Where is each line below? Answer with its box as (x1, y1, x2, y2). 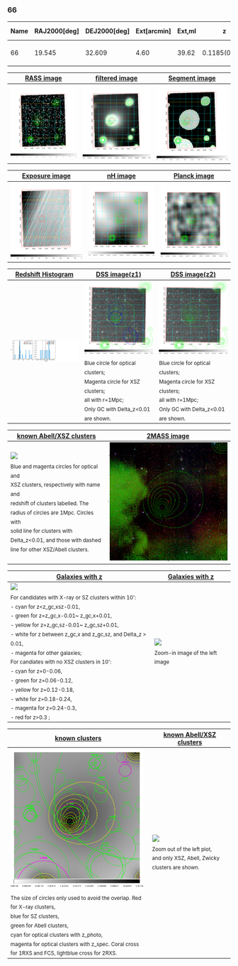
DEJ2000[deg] (84, 27, 130, 36)
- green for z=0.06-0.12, (10, 677, 73, 684)
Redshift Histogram (15, 270, 74, 278)
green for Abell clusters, (10, 922, 69, 929)
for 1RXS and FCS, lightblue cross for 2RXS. (10, 950, 118, 957)
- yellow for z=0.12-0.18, (10, 686, 74, 693)
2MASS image (146, 431, 190, 440)
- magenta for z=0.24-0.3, (10, 705, 77, 712)
